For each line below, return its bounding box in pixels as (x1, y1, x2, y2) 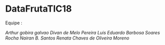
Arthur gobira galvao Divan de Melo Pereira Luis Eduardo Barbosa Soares (5, 29, 160, 35)
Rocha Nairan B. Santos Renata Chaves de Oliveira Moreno (5, 35, 130, 41)
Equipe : (5, 20, 23, 26)
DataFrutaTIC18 (5, 3, 72, 15)
